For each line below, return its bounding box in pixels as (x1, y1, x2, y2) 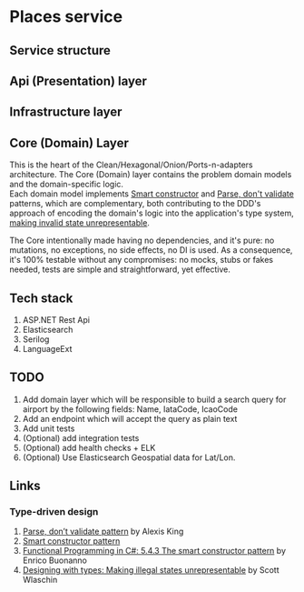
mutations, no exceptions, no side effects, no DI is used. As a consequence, (9, 245, 293, 256)
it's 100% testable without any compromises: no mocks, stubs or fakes (9, 255, 274, 266)
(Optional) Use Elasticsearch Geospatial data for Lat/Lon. (22, 452, 236, 463)
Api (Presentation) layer (9, 73, 148, 88)
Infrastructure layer (9, 105, 123, 120)
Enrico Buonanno (22, 555, 88, 566)
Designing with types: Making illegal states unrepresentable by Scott (22, 565, 279, 576)
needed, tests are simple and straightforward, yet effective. (9, 264, 231, 275)
